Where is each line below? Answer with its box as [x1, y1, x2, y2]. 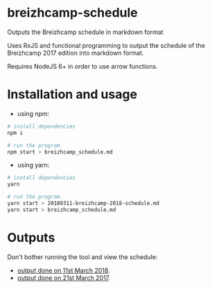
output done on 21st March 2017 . [17, 273, 111, 282]
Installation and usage [7, 87, 137, 102]
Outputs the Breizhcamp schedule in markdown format [7, 28, 164, 36]
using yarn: [17, 161, 50, 170]
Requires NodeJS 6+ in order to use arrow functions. [7, 62, 158, 70]
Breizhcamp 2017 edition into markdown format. [7, 49, 144, 57]
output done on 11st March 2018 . [17, 266, 110, 274]
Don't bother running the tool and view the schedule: [7, 252, 158, 261]
